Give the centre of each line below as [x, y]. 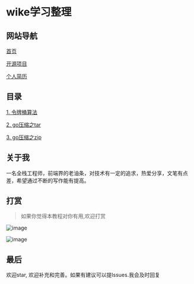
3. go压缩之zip [24, 137]
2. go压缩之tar [24, 124]
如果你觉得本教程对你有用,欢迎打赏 [63, 216]
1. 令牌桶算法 [22, 112]
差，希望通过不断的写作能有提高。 [48, 180]
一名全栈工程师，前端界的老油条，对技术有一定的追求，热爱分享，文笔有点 [97, 173]
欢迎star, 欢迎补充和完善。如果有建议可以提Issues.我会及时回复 [83, 275]
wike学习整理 [39, 12]
